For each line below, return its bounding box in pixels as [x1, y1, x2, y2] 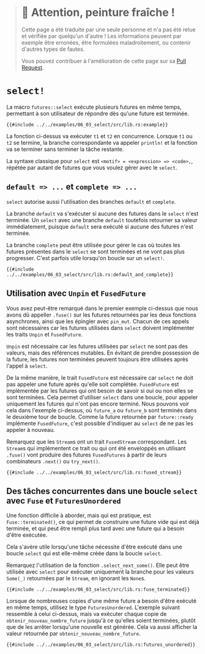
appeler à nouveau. [6, 426, 55, 433]
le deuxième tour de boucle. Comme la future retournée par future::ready [6, 413, 194, 420]
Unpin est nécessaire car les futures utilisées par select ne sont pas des [6, 342, 188, 350]
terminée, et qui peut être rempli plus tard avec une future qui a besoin [6, 525, 185, 533]
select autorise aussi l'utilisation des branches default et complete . [6, 198, 176, 205]
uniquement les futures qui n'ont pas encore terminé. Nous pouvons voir [6, 400, 190, 407]
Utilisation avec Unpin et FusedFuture [6, 288, 146, 299]
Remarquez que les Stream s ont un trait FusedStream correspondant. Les [6, 438, 187, 445]
